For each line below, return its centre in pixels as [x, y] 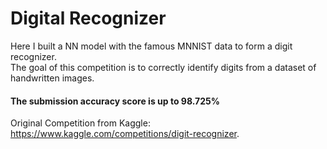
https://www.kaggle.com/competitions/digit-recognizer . [125, 134]
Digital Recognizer [88, 18]
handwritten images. [52, 78]
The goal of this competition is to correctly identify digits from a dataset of [163, 67]
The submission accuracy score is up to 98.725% [115, 101]
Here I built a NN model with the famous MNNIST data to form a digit [151, 46]
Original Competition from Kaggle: [80, 123]
